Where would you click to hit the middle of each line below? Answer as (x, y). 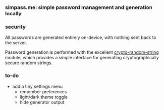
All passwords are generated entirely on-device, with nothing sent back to (81, 37)
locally (13, 13)
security (16, 27)
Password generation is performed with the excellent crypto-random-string (82, 52)
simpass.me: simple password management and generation (79, 7)
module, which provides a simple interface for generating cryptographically (82, 58)
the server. (16, 43)
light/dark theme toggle (44, 97)
